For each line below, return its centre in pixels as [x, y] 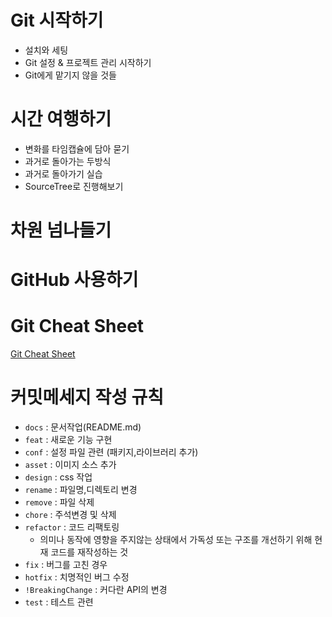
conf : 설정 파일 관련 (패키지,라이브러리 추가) [111, 452]
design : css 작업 [58, 477]
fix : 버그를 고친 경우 [66, 565]
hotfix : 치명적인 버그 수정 [77, 577]
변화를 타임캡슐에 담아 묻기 [77, 148]
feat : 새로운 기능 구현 [68, 440]
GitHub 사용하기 [74, 280]
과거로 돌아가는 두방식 [68, 161]
